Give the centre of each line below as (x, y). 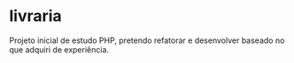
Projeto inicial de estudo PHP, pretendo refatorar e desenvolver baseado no (147, 40)
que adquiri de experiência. (59, 49)
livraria (35, 16)
